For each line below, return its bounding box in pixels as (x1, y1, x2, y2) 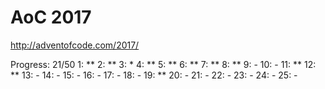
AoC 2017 (10, 6, 92, 29)
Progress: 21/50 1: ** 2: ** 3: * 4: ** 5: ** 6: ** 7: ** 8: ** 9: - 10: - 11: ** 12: (10, 58, 317, 70)
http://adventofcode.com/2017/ (10, 39, 140, 51)
